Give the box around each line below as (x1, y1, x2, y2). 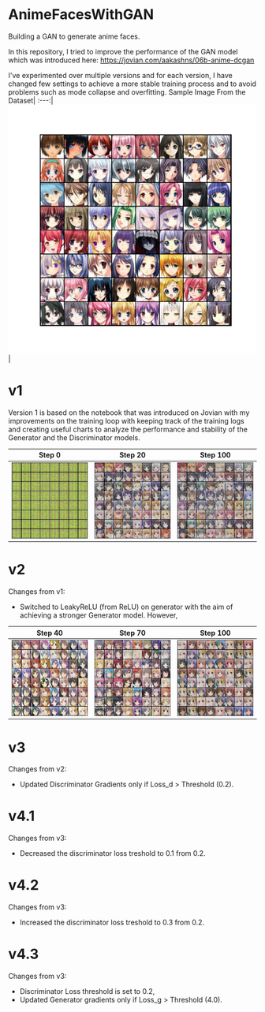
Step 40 (36, 628, 63, 637)
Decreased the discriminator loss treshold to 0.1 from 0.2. (19, 849, 207, 858)
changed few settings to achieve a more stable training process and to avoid (8, 79, 256, 88)
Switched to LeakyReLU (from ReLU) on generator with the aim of (19, 602, 233, 612)
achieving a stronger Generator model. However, (19, 611, 178, 620)
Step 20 (119, 450, 146, 460)
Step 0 (38, 450, 62, 460)
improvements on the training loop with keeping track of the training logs (8, 416, 244, 425)
